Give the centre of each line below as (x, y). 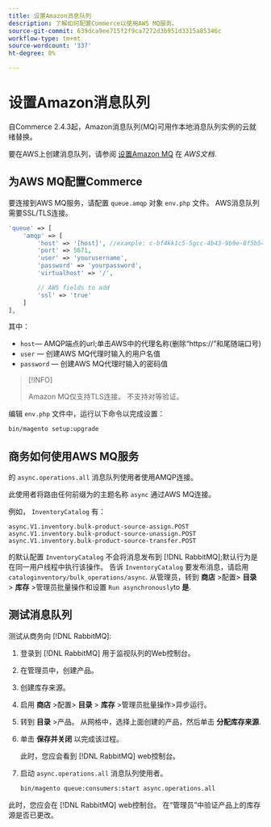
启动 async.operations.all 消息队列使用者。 (94, 773)
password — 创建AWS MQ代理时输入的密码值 (94, 364)
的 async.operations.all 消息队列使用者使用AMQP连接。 (103, 478)
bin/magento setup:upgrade (54, 429)
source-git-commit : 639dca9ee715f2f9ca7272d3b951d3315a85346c (115, 31)
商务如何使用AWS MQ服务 (74, 456)
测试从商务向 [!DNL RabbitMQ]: (60, 636)
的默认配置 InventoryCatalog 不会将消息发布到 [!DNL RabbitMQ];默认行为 (130, 557)
